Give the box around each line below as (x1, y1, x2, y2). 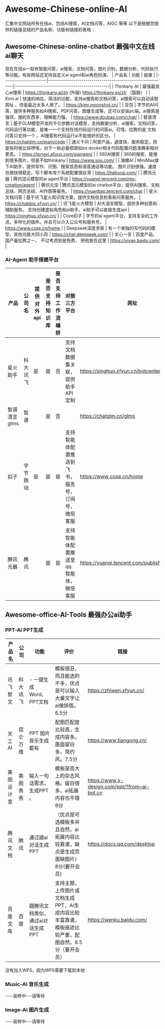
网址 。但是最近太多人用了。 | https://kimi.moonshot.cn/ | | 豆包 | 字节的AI (5, 102, 155, 108)
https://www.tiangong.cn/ (87, 736, 147, 743)
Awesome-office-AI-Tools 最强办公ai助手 (5, 611, 133, 619)
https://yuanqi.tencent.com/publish (80, 559, 161, 566)
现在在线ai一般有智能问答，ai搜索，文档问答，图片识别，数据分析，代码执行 (5, 66, 159, 72)
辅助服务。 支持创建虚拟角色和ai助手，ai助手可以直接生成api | (5, 206, 130, 213)
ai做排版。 (55, 702, 79, 709)
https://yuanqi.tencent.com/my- (72, 176, 137, 182)
